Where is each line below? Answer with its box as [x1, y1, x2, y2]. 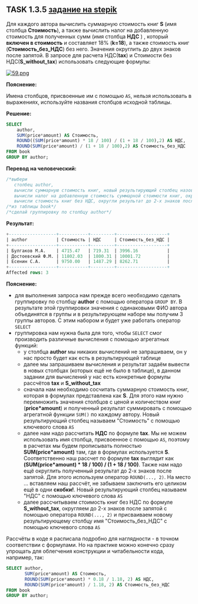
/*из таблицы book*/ [6, 203, 57, 210]
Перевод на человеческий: [6, 165, 77, 172]
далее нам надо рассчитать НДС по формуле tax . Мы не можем [23, 430, 187, 437]
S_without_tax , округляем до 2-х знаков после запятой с [23, 505, 167, 512]
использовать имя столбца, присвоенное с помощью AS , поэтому [23, 436, 190, 443]
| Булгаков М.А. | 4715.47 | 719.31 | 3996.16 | [6, 248, 170, 254]
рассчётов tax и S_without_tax [23, 380, 101, 387]
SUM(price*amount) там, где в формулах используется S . [23, 448, 170, 456]
